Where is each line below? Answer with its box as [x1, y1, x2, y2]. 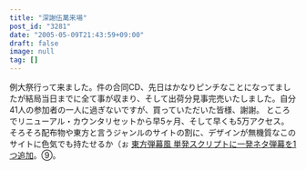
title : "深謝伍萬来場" [9, 13, 87, 23]
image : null [9, 47, 55, 56]
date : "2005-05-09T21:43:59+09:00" [9, 30, 145, 39]
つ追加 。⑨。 [9, 150, 61, 160]
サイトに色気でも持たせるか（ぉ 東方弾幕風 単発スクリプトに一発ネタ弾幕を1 [9, 138, 297, 149]
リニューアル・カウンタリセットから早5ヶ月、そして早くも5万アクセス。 [16, 115, 290, 126]
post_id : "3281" [9, 22, 71, 31]
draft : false [9, 38, 59, 48]
